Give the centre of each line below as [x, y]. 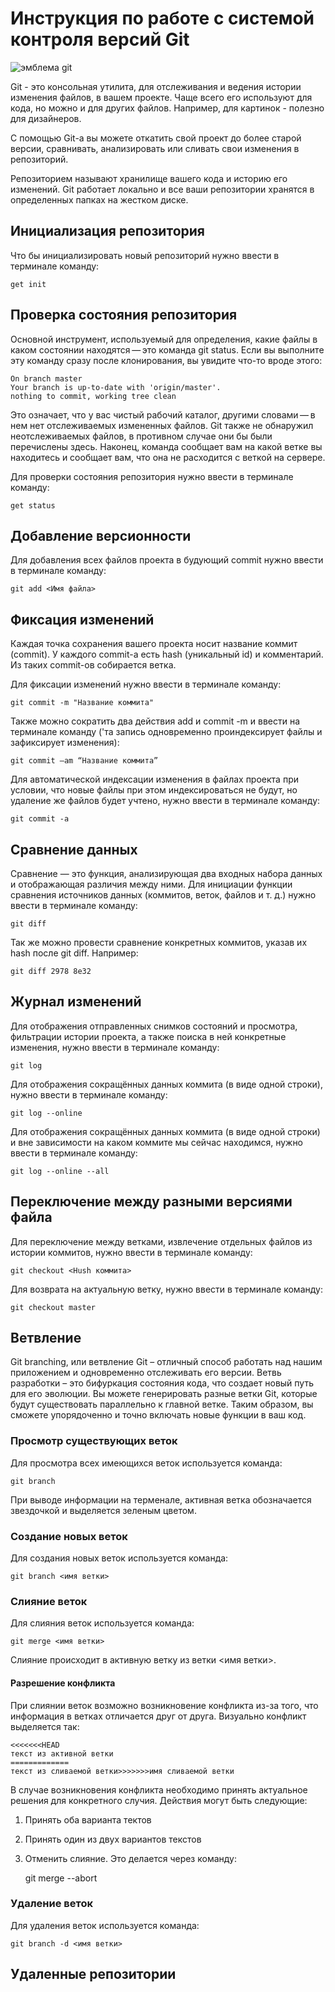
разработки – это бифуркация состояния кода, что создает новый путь [162, 1383]
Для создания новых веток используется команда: [119, 1558]
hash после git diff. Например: [74, 953]
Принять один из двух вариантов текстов [113, 1839]
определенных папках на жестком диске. [99, 199]
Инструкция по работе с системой [162, 18]
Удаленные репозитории [93, 1974]
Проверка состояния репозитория [124, 315]
